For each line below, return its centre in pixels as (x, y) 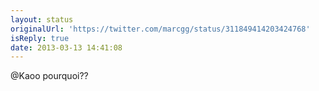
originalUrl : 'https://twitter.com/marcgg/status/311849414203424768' (160, 29)
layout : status (42, 19)
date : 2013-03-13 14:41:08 (66, 47)
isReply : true (40, 38)
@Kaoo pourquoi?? (49, 76)
